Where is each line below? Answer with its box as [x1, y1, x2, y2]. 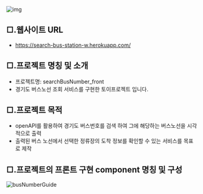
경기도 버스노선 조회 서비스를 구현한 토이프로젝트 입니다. [15, 85, 149, 92]
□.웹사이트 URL [6, 25, 64, 35]
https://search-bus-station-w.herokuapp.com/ [15, 41, 131, 49]
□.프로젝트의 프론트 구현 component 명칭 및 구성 [6, 164, 182, 175]
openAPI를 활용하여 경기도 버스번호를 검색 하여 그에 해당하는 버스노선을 [15, 122, 186, 130]
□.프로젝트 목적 [6, 105, 63, 116]
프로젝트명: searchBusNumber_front [15, 78, 105, 85]
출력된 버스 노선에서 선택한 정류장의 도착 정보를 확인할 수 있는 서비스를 [15, 137, 182, 145]
